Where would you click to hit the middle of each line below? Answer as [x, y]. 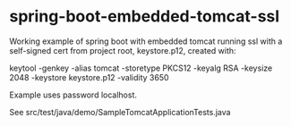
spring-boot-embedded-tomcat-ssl [145, 17]
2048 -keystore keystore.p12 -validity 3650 [89, 77]
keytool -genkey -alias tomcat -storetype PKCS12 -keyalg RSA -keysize [141, 68]
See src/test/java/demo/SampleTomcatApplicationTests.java [120, 112]
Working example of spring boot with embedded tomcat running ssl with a [146, 41]
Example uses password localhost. [73, 95]
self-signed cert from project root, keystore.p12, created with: [123, 50]
